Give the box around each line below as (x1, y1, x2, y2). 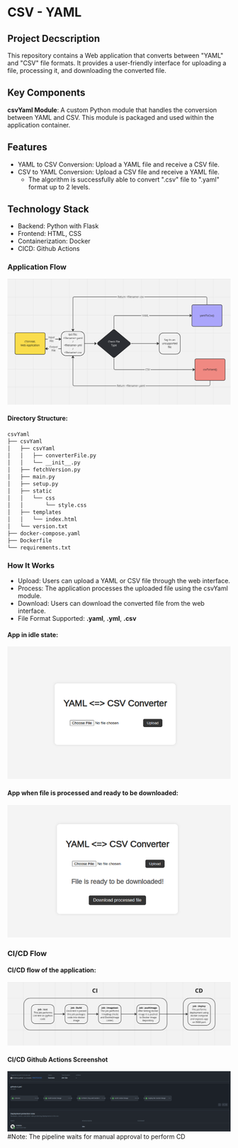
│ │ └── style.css (7, 501, 87, 509)
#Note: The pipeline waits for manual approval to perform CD (7, 1132, 186, 1141)
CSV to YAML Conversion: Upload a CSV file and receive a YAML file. (17, 167, 220, 176)
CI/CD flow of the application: (7, 966, 97, 974)
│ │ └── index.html (7, 515, 78, 523)
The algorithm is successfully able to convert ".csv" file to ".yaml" (28, 175, 220, 184)
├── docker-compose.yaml (7, 529, 81, 537)
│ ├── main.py (7, 473, 55, 480)
